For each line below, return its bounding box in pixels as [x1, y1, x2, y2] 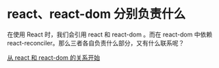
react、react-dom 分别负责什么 [7, 6, 186, 22]
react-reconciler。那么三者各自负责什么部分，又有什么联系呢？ [7, 38, 185, 47]
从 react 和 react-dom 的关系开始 [7, 53, 101, 62]
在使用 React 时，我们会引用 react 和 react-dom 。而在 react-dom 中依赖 [7, 30, 213, 38]
